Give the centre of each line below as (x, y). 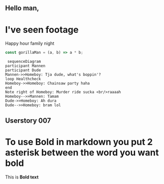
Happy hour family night (30, 43)
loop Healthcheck (23, 79)
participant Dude (23, 70)
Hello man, (22, 8)
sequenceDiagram (24, 62)
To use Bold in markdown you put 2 (79, 142)
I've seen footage (42, 30)
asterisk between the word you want (82, 152)
